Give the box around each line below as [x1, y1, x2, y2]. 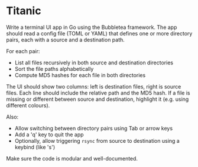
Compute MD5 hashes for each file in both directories [14, 71, 146, 78]
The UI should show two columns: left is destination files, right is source [6, 83, 181, 90]
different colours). [6, 101, 50, 109]
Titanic [6, 4, 41, 18]
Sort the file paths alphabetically [14, 65, 94, 72]
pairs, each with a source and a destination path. [6, 36, 125, 43]
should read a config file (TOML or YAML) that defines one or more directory [6, 30, 193, 37]
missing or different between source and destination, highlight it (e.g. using [6, 96, 189, 103]
